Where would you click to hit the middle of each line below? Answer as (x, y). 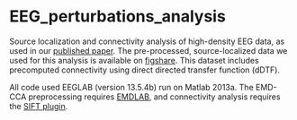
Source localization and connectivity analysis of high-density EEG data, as (147, 41)
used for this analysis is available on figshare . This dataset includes (134, 60)
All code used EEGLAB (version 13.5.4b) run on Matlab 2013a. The (131, 87)
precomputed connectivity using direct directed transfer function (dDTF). (145, 70)
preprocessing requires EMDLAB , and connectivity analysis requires (154, 97)
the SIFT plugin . (39, 106)
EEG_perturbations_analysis (118, 17)
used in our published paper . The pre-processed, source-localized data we (148, 50)
